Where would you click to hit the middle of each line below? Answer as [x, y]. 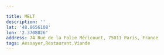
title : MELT [20, 16]
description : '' [26, 22]
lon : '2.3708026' [27, 32]
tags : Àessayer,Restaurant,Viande [48, 43]
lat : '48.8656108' [28, 27]
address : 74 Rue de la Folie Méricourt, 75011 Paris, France [82, 38]
